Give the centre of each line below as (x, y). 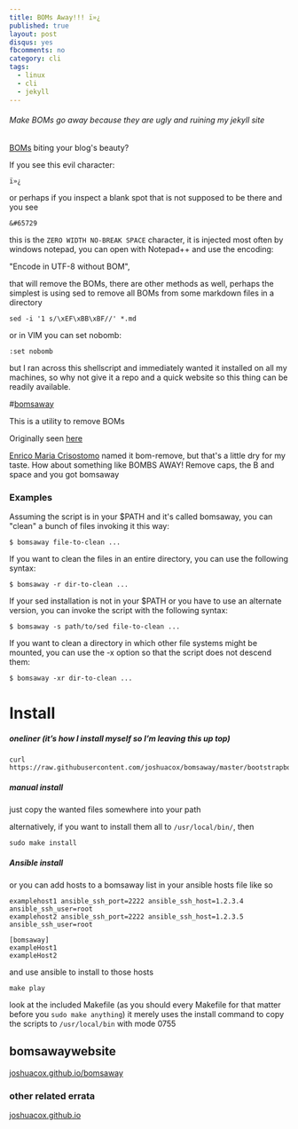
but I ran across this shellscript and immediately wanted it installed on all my (149, 367)
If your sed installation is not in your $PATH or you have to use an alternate (145, 601)
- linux (31, 75)
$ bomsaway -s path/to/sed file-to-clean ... (94, 627)
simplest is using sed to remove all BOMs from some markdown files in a (142, 293)
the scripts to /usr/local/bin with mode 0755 (93, 1024)
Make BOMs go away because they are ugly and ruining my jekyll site (137, 120)
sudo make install (43, 843)
